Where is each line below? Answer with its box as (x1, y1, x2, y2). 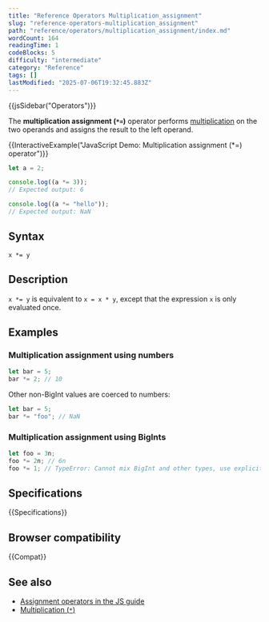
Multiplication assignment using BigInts (8, 431, 167, 442)
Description (8, 273, 68, 286)
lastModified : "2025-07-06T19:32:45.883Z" (8, 78, 152, 86)
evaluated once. (8, 302, 62, 312)
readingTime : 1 (8, 42, 59, 50)
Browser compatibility (8, 531, 122, 544)
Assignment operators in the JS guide (19, 596, 145, 606)
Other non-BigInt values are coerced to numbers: (8, 389, 171, 399)
